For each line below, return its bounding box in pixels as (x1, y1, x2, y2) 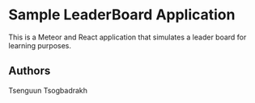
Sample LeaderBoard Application (8, 6, 236, 24)
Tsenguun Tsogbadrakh (8, 85, 87, 95)
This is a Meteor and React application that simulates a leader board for (8, 32, 247, 42)
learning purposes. (8, 40, 71, 50)
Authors (8, 64, 51, 78)
